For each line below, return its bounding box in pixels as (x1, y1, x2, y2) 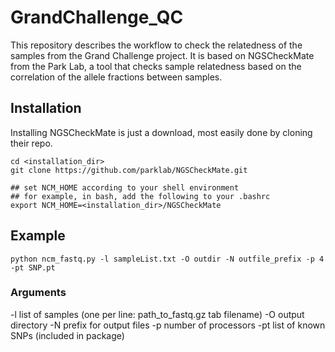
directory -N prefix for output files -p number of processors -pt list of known (10, 319, 326, 331)
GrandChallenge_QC (10, 6, 184, 29)
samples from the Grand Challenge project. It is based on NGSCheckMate (10, 49, 315, 61)
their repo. (10, 137, 53, 149)
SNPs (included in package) (10, 329, 125, 341)
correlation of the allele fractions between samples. (10, 71, 223, 83)
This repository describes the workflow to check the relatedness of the (10, 39, 303, 51)
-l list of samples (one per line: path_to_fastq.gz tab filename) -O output (10, 308, 305, 320)
